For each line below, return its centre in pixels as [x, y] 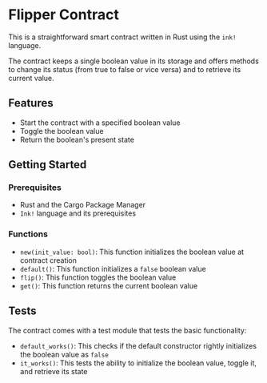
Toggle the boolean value [62, 131]
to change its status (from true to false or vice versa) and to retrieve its [125, 69]
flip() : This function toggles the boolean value [98, 277]
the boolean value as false [64, 354]
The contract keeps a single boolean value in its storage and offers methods [134, 61]
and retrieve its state [54, 371]
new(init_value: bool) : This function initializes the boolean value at [132, 252]
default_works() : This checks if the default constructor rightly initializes [138, 345]
